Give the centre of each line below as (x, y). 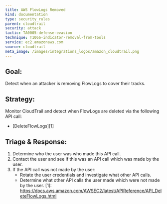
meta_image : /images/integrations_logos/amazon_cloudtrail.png (72, 51)
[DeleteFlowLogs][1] (33, 126)
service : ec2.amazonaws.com (34, 42)
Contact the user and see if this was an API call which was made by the (86, 159)
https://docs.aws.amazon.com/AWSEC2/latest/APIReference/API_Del (91, 191)
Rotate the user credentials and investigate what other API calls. (85, 175)
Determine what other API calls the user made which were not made (90, 180)
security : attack (23, 28)
